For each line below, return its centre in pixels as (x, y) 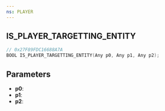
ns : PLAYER (20, 12)
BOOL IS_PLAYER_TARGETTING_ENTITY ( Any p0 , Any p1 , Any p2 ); (83, 55)
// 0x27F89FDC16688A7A (34, 50)
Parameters (28, 74)
